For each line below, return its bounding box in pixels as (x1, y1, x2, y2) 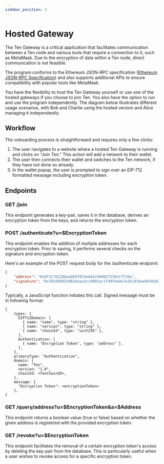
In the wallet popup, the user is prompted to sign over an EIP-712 (12, 167, 143, 173)
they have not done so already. (12, 162, 75, 168)
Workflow (5, 124, 36, 132)
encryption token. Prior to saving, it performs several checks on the (5, 246, 141, 252)
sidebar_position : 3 (5, 7, 47, 12)
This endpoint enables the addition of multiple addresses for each (5, 241, 138, 246)
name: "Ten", (18, 362, 45, 367)
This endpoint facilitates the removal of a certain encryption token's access (5, 443, 157, 449)
